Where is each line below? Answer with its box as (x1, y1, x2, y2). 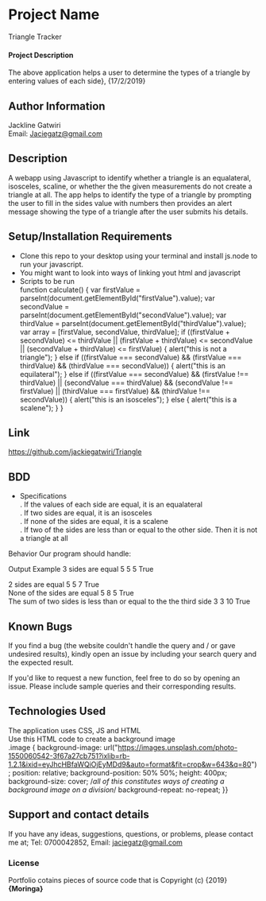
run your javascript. (19, 259, 84, 269)
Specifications (19, 491, 67, 501)
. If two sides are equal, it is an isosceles (19, 508, 152, 518)
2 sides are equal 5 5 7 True (8, 580, 99, 589)
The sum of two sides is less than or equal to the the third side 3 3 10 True (8, 596, 251, 606)
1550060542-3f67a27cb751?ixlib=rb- (8, 751, 130, 760)
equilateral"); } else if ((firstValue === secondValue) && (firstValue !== (19, 369, 249, 379)
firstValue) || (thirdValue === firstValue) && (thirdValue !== (19, 386, 210, 395)
